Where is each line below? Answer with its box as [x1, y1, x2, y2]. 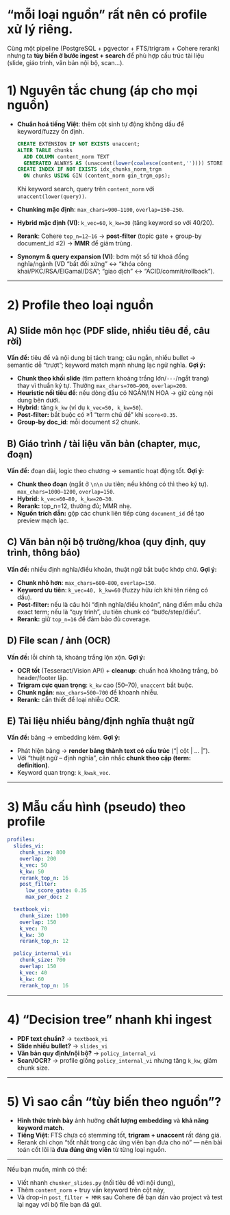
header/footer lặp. [16, 673, 68, 682]
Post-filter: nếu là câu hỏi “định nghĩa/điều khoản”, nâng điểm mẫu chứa [16, 600, 222, 608]
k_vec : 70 [19, 925, 48, 932]
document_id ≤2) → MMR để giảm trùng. [16, 239, 133, 248]
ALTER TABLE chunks [16, 147, 73, 154]
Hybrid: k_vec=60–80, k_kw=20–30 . [16, 494, 114, 503]
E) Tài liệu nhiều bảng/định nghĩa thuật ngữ [7, 715, 195, 727]
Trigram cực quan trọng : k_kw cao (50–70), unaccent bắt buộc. [16, 681, 194, 689]
